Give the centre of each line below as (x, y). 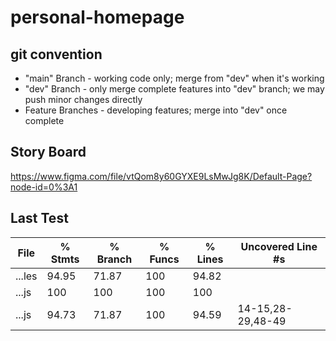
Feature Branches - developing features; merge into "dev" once (156, 110)
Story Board (48, 152)
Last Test (39, 218)
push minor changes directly (83, 99)
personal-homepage (97, 17)
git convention (56, 54)
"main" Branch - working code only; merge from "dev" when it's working (174, 78)
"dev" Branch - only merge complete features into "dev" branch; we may (174, 89)
